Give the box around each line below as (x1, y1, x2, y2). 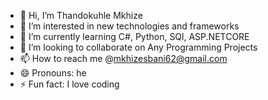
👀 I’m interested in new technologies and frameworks (19, 20, 240, 32)
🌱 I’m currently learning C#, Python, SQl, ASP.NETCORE (19, 31, 250, 42)
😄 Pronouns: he (19, 67, 87, 79)
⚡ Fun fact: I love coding (19, 78, 120, 90)
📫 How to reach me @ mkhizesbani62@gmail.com (19, 53, 228, 64)
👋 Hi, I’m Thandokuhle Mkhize (19, 10, 143, 21)
